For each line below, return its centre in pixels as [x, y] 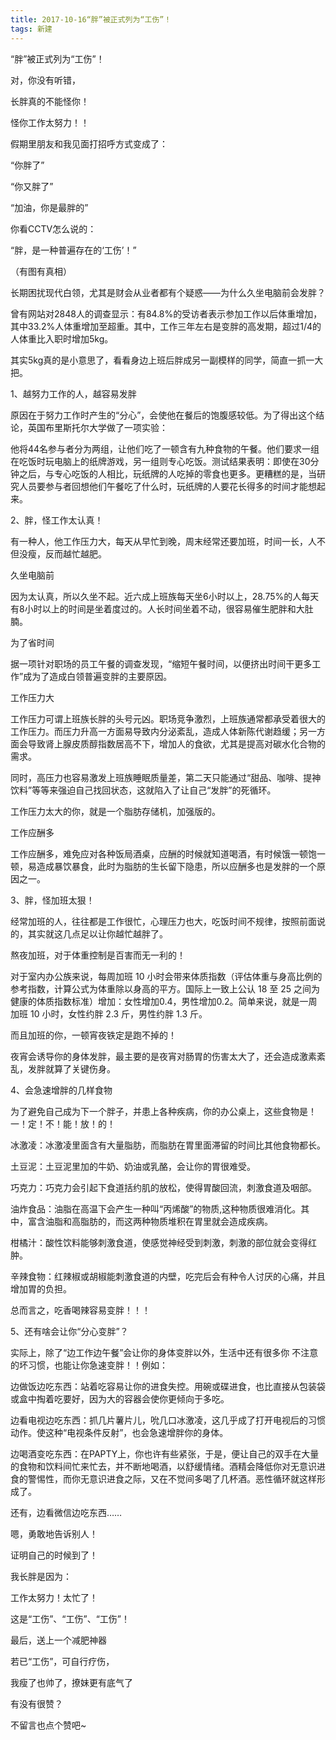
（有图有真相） [41, 271]
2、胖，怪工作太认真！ [57, 520]
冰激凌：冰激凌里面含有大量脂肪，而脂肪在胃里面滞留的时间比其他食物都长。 [168, 1145]
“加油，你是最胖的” [49, 207]
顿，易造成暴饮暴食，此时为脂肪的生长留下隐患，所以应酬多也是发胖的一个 [163, 866]
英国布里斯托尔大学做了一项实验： [97, 427]
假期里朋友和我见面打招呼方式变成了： [89, 143]
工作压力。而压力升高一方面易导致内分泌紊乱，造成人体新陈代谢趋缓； [155, 731]
